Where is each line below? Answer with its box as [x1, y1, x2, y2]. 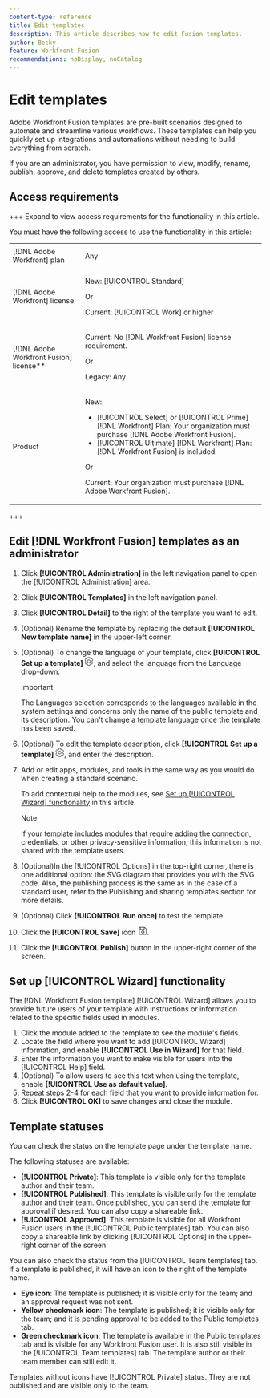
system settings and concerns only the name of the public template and [20, 706, 259, 715]
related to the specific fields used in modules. [9, 1013, 159, 1023]
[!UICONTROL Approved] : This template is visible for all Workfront [20, 1215, 241, 1225]
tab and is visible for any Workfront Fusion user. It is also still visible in [20, 1339, 252, 1349]
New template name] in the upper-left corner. [20, 632, 173, 642]
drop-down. [20, 667, 61, 676]
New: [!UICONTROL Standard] [84, 276, 185, 286]
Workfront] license [12, 296, 75, 306]
